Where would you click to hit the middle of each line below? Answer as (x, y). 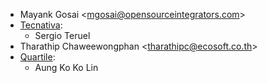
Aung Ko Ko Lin (66, 67)
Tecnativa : (41, 25)
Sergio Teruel (62, 35)
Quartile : (37, 57)
